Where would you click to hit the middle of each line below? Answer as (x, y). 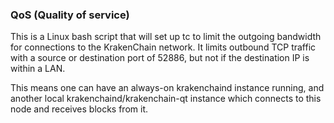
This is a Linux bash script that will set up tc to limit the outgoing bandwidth (166, 37)
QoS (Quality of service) (70, 15)
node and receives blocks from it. (79, 109)
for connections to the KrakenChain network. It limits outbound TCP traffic (163, 47)
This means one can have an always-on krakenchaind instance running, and (167, 88)
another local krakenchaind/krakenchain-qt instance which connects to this (166, 99)
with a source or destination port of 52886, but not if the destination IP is (160, 58)
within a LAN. (38, 69)
